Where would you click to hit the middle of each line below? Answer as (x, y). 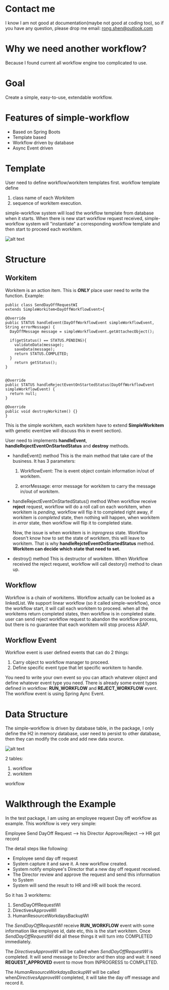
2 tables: (14, 759)
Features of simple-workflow (67, 118)
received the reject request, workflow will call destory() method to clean (87, 564)
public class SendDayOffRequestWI (42, 305)
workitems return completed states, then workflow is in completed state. (80, 613)
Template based (29, 137)
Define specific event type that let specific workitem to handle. (78, 668)
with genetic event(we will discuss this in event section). (64, 430)
